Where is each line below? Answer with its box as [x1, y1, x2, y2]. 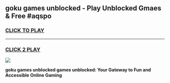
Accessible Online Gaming [5, 72, 62, 78]
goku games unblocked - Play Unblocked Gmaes [5, 4, 161, 13]
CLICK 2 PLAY [5, 46, 40, 53]
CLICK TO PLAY [5, 27, 45, 34]
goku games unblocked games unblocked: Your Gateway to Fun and [5, 66, 151, 72]
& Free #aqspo [5, 12, 52, 21]
